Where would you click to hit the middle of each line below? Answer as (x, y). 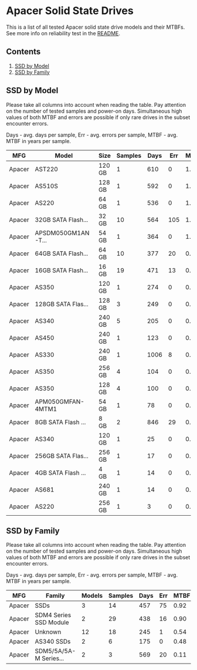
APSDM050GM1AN (62, 233)
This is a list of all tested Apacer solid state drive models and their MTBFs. (96, 27)
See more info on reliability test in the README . (63, 33)
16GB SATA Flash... (62, 270)
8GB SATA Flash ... (60, 422)
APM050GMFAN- (60, 401)
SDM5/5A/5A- (55, 651)
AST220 (47, 169)
